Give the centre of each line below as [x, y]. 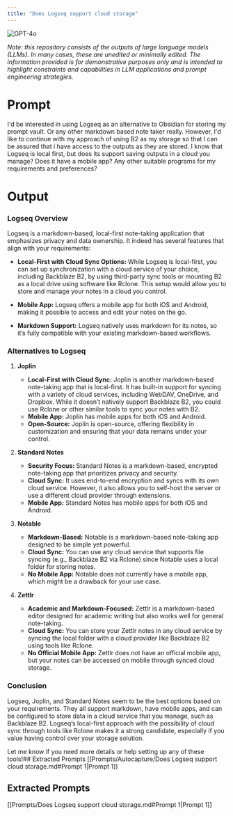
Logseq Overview [38, 218]
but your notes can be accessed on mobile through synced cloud [121, 660]
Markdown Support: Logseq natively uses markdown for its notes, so [117, 326]
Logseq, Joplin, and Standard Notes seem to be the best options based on [114, 701]
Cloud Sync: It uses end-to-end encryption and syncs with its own [123, 480]
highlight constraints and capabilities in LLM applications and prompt [107, 69]
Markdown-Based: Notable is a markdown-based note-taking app [123, 538]
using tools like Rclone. [61, 645]
